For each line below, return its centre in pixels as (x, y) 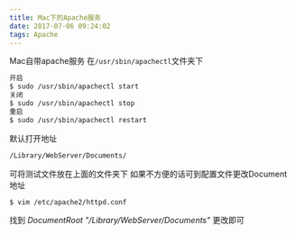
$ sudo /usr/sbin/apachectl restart (78, 120)
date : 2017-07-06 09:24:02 (60, 26)
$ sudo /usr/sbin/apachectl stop (72, 103)
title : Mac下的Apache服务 (55, 18)
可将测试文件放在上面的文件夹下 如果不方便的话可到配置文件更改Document (148, 174)
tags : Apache (34, 34)
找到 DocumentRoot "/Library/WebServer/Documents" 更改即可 (127, 220)
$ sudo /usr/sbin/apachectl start (74, 86)
